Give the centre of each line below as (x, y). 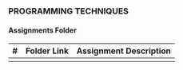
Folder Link (47, 51)
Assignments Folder (43, 30)
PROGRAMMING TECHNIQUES (69, 11)
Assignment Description (124, 51)
